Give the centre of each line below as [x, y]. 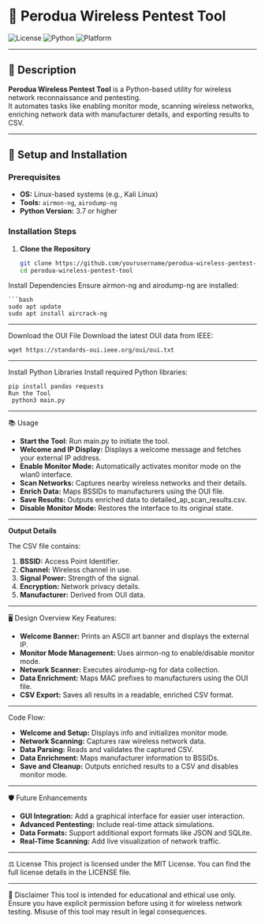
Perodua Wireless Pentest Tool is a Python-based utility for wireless [120, 89]
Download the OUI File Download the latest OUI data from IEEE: [111, 336]
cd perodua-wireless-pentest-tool [76, 270]
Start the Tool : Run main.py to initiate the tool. [94, 442]
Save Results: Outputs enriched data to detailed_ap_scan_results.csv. [133, 500]
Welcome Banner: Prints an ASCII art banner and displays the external [134, 636]
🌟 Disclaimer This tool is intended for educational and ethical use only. [122, 895]
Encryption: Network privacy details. [80, 587]
